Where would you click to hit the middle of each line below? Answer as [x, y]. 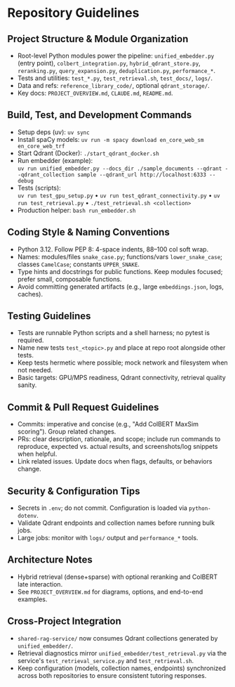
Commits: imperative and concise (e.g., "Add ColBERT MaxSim [108, 424]
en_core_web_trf [41, 146]
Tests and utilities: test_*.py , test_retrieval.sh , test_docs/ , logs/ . [115, 78]
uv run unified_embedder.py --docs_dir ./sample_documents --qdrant [120, 169]
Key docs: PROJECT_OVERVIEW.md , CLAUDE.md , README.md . [95, 93]
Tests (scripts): [39, 188]
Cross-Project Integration [64, 621]
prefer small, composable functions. [69, 279]
